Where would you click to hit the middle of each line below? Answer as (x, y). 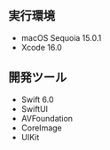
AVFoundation (47, 118)
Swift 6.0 (37, 99)
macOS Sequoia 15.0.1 (61, 37)
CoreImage (42, 128)
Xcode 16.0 (42, 47)
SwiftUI (35, 108)
